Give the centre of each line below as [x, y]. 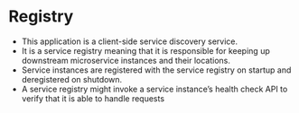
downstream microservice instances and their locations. [126, 60]
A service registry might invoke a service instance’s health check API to [154, 89]
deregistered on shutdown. [72, 79]
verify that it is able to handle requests [93, 98]
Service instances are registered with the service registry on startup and [156, 70]
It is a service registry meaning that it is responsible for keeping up [145, 50]
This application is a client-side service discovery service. [130, 41]
